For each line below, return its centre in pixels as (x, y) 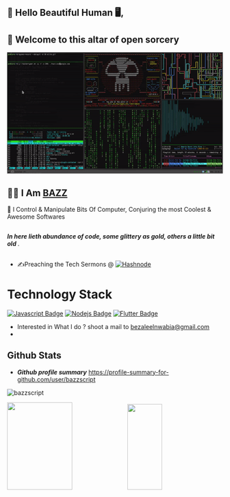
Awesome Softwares (36, 217)
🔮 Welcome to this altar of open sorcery (93, 39)
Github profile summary (52, 372)
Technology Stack (60, 294)
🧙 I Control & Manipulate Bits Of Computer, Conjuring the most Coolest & (109, 210)
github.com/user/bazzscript (56, 379)
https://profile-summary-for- (128, 372)
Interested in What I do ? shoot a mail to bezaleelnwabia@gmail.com (113, 326)
